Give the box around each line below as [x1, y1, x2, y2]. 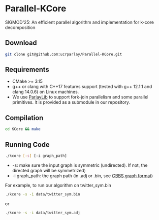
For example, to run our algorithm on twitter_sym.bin [5, 182, 112, 188]
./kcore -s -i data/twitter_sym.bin [5, 191, 80, 197]
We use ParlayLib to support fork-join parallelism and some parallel [12, 94, 149, 100]
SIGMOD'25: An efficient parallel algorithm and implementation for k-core [5, 19, 154, 25]
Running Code [5, 140, 50, 149]
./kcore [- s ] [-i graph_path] [5, 153, 67, 158]
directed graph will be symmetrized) [12, 167, 86, 173]
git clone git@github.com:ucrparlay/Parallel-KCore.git [5, 52, 122, 57]
